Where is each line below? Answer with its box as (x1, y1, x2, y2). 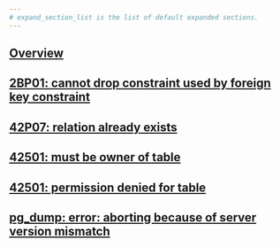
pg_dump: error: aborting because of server (9, 210, 257, 225)
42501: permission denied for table (9, 180, 207, 195)
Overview (9, 46, 64, 61)
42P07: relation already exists (9, 120, 178, 135)
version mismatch (9, 223, 110, 239)
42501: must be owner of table (9, 150, 181, 165)
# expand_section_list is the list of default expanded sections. (9, 12, 259, 22)
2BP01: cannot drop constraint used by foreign (9, 76, 271, 91)
